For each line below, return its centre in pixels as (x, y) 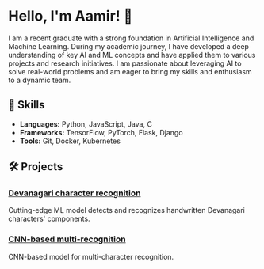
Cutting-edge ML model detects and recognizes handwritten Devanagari (127, 210)
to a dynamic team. (40, 80)
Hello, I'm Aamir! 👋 (71, 16)
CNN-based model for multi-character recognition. (91, 256)
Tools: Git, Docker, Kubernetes (70, 141)
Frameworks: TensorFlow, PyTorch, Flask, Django (101, 132)
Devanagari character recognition (75, 193)
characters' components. (49, 219)
